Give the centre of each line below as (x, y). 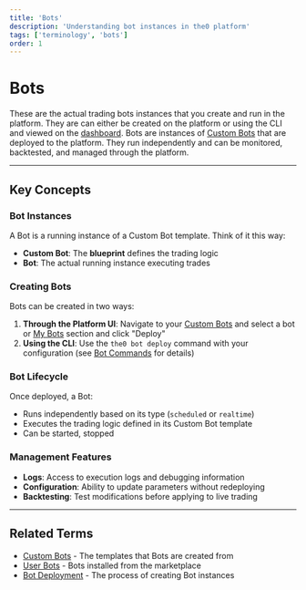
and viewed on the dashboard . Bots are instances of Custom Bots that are (148, 133)
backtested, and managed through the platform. (99, 152)
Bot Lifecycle (39, 377)
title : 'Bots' (36, 18)
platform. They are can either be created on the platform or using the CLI (146, 123)
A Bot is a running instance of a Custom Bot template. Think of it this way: (148, 235)
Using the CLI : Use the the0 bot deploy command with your (135, 344)
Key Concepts (50, 189)
